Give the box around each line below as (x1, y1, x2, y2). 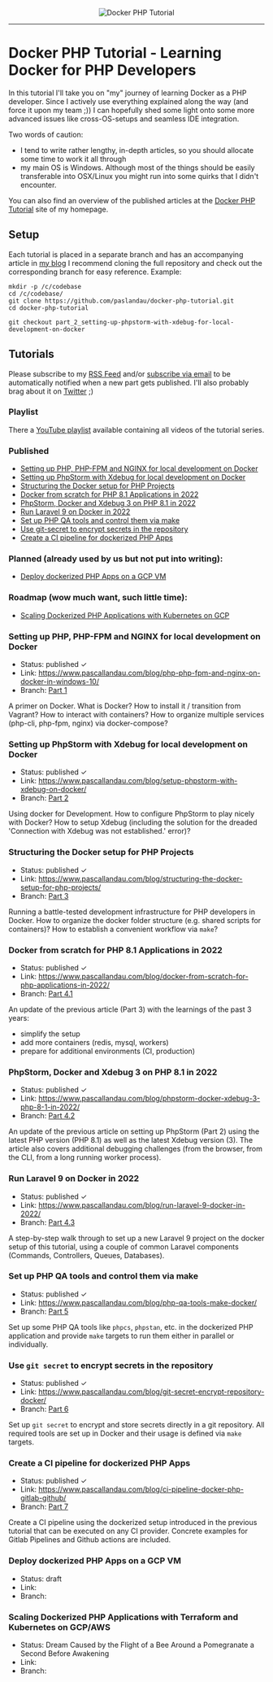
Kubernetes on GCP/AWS (8, 1621, 111, 1632)
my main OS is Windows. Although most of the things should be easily (19, 163, 255, 172)
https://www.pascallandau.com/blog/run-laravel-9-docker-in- (38, 1200, 246, 1209)
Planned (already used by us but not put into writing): (8, 553, 223, 564)
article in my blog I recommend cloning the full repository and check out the (8, 258, 262, 268)
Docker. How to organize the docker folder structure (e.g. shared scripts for (8, 915, 262, 925)
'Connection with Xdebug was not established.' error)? (8, 826, 191, 836)
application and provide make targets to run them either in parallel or (8, 1331, 235, 1340)
